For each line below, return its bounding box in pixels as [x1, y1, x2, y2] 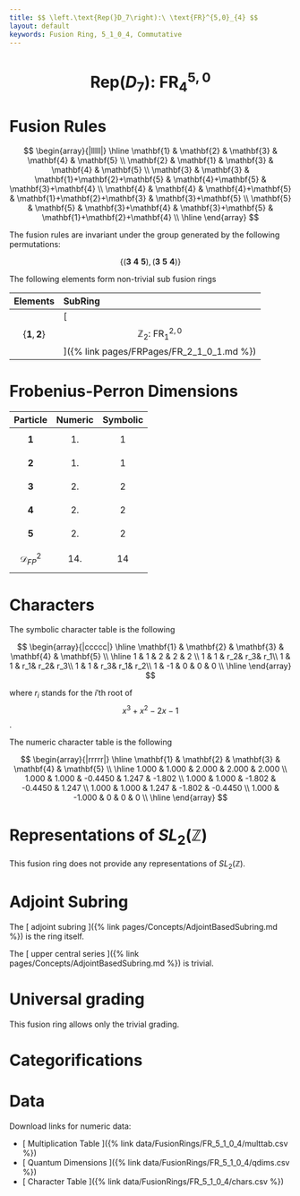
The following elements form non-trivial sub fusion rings [9, 274, 217, 285]
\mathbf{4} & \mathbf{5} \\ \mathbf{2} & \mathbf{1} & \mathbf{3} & [27, 155, 274, 166]
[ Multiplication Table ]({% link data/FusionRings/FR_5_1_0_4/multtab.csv [21, 1139, 288, 1149]
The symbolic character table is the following [9, 624, 176, 635]
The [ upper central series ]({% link [9, 949, 140, 959]
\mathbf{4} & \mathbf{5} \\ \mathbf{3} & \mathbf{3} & [51, 165, 250, 176]
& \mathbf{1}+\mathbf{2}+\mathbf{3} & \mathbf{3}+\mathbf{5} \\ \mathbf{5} [9, 194, 292, 204]
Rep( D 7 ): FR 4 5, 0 [90, 68, 211, 95]
